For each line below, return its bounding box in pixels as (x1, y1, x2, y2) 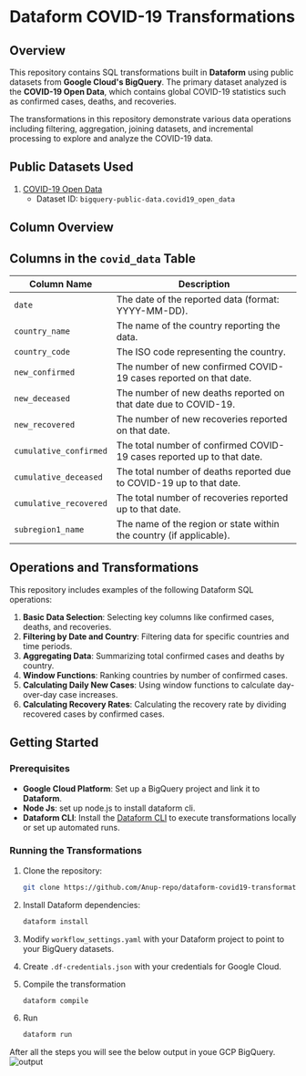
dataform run (22, 1030, 73, 1040)
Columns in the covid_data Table (9, 251, 196, 266)
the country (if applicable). (116, 529, 230, 542)
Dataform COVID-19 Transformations (9, 6, 296, 27)
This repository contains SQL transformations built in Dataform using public (9, 67, 294, 78)
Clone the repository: (22, 864, 103, 876)
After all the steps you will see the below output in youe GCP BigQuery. (9, 1047, 276, 1058)
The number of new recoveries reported (116, 413, 288, 426)
